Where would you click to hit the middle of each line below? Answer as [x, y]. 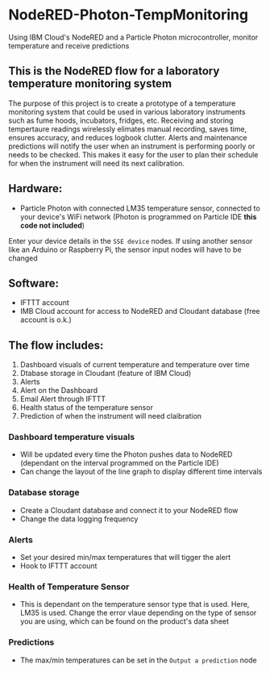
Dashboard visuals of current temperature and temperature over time [135, 365]
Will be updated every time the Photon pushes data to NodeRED [126, 454]
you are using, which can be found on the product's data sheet [125, 621]
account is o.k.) [46, 320]
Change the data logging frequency [79, 519]
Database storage [44, 492]
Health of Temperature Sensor [69, 587]
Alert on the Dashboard [59, 391]
